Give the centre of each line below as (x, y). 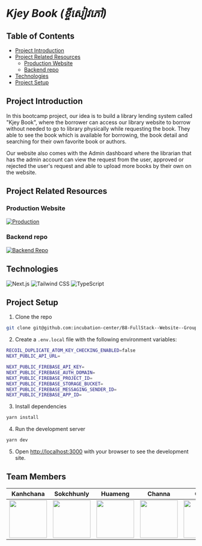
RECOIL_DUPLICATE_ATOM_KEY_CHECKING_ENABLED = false (71, 351)
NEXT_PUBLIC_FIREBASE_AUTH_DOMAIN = (51, 373)
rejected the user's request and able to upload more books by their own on (99, 166)
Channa (159, 494)
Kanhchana (28, 494)
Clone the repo (33, 317)
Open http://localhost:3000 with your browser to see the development (102, 451)
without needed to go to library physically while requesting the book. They (98, 128)
